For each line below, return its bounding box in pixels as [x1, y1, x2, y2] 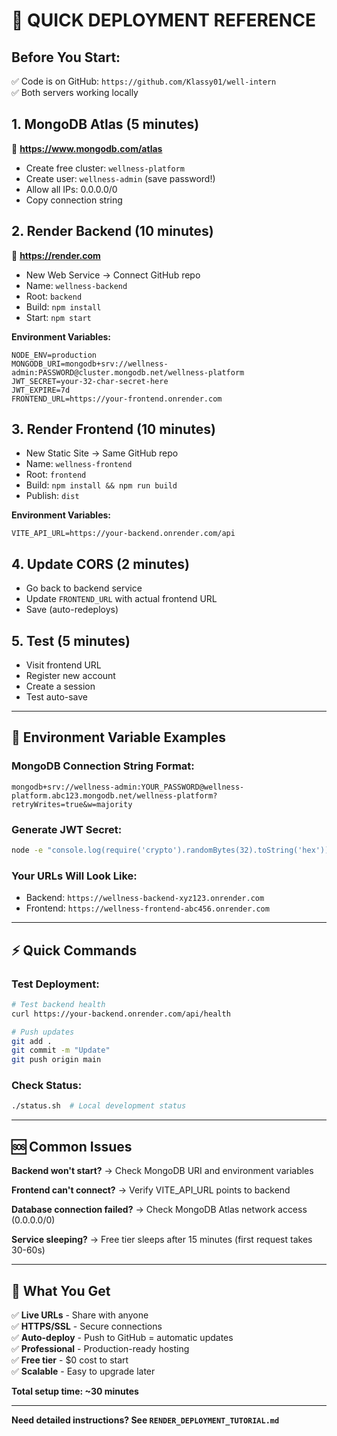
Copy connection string [25, 194, 123, 206]
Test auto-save [25, 691, 89, 703]
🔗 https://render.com [11, 249, 101, 261]
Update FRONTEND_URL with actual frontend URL [25, 593, 218, 605]
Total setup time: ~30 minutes [11, 1385, 139, 1397]
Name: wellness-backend [25, 279, 128, 291]
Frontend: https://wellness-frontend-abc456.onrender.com [25, 902, 270, 914]
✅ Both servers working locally [11, 87, 139, 98]
